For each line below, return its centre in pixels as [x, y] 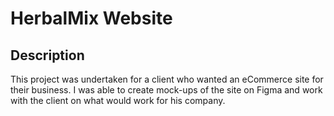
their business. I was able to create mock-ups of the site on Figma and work [166, 90]
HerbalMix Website [91, 18]
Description [47, 55]
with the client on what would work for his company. [118, 100]
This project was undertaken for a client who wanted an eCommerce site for [167, 79]
